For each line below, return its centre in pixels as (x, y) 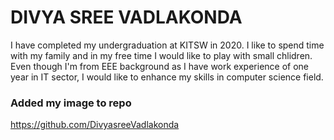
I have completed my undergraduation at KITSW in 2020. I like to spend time (167, 45)
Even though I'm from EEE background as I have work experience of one (160, 66)
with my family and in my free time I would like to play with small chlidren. (161, 55)
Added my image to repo (71, 103)
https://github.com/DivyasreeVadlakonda (95, 125)
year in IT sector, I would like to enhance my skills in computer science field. (167, 77)
